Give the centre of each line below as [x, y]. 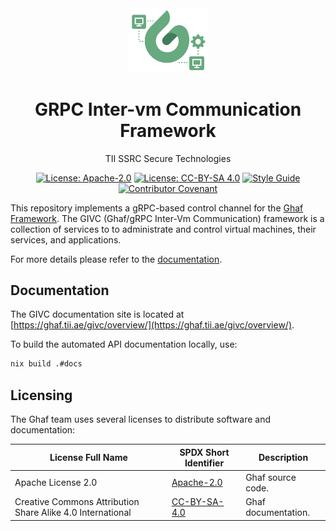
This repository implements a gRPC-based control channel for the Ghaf [157, 208]
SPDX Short [204, 452]
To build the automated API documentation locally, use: [124, 344]
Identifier [204, 463]
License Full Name [88, 457]
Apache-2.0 [197, 483]
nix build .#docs [46, 364]
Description [283, 457]
